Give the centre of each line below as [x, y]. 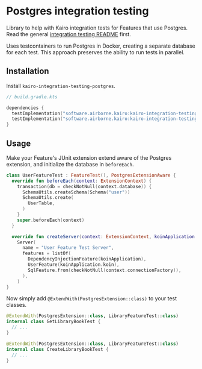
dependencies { [25, 108]
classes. [17, 305]
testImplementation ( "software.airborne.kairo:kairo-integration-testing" [106, 113]
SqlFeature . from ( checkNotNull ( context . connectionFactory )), [105, 270]
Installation [28, 71]
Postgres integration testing [78, 11]
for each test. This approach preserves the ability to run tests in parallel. [96, 52]
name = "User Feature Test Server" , [68, 248]
